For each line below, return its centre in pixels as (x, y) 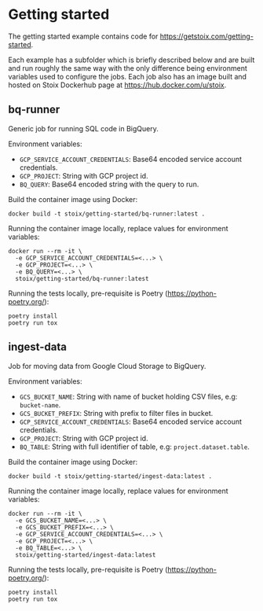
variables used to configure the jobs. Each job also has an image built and (128, 76)
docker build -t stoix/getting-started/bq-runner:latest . (107, 214)
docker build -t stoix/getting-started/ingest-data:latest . (110, 476)
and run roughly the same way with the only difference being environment (128, 68)
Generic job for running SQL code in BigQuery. (83, 128)
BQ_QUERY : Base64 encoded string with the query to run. (109, 184)
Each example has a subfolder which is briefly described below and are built (131, 60)
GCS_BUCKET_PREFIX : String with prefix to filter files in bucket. (116, 413)
